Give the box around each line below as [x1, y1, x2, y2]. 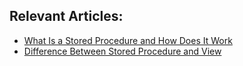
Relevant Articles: [9, 8, 124, 25]
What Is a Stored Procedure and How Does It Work [23, 34, 233, 46]
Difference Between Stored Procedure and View [23, 45, 222, 57]
